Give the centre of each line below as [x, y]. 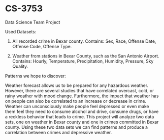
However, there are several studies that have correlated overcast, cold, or [80, 90]
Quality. [20, 66]
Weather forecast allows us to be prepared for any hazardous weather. [77, 85]
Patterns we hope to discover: [36, 76]
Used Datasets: [21, 31]
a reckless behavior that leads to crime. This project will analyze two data [80, 116]
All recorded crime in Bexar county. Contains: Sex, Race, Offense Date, [84, 41]
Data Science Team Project [33, 22]
